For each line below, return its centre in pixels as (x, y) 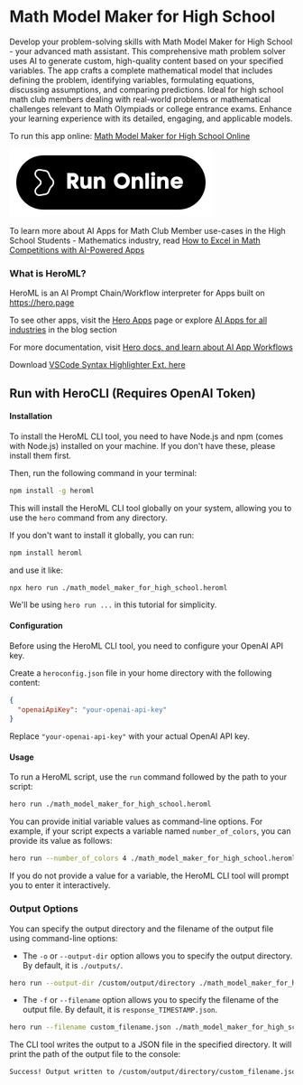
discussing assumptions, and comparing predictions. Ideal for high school (147, 89)
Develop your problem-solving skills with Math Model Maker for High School (151, 42)
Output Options (44, 909)
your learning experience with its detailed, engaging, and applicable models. (151, 118)
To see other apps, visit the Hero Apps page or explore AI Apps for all (138, 320)
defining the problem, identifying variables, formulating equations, (132, 80)
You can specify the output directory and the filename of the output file (142, 929)
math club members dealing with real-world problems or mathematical (140, 99)
